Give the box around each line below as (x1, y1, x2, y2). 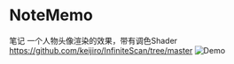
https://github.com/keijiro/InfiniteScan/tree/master (9, 45, 193, 55)
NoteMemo (9, 5, 93, 25)
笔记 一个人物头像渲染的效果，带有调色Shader (9, 35, 178, 46)
